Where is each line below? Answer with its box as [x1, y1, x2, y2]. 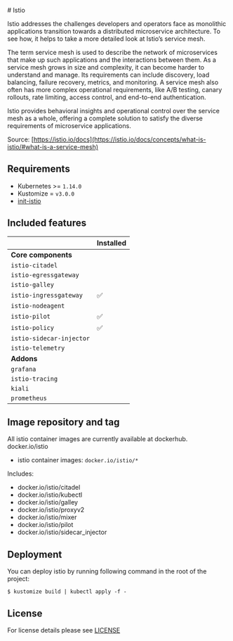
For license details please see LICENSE [7, 626, 121, 635]
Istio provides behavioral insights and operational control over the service [7, 107, 220, 115]
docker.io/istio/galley [17, 498, 79, 507]
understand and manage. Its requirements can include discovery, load [7, 70, 210, 79]
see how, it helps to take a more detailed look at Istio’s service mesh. [7, 34, 206, 43]
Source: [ [7, 135, 34, 144]
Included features [7, 217, 86, 229]
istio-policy [11, 324, 55, 331]
